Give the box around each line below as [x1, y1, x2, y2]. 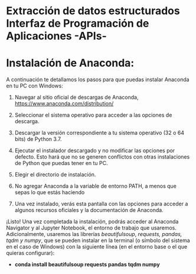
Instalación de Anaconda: [6, 56, 135, 70]
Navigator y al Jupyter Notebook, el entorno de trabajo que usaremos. [6, 224, 177, 231]
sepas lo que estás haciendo [14, 189, 85, 196]
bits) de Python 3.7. [14, 136, 62, 143]
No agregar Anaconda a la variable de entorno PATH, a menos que [14, 182, 177, 190]
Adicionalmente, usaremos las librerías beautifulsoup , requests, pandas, [6, 231, 182, 238]
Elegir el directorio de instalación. [14, 171, 96, 178]
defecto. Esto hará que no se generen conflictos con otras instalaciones [14, 153, 190, 160]
